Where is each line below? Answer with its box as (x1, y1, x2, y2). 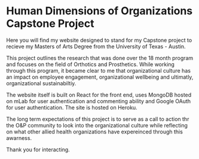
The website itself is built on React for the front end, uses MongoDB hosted (6, 91, 192, 98)
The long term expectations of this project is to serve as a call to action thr (6, 115, 189, 123)
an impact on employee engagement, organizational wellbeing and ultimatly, (6, 73, 194, 80)
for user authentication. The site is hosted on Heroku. (6, 104, 137, 111)
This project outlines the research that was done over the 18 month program (6, 54, 194, 61)
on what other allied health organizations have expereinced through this (6, 128, 183, 135)
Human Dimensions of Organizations (6, 4, 193, 18)
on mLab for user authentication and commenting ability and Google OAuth (6, 97, 191, 105)
